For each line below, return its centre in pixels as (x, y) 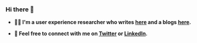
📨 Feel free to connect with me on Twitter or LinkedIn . (81, 34)
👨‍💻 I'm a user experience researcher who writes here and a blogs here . (102, 22)
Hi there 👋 (20, 9)
